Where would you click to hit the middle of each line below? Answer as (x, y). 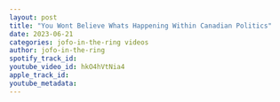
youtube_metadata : (43, 83)
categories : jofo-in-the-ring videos (79, 42)
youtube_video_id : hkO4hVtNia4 (67, 67)
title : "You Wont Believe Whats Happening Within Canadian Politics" (141, 26)
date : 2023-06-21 (41, 34)
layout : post (33, 17)
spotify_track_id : (43, 59)
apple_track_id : (39, 75)
